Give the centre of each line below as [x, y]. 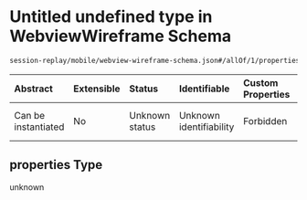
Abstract [33, 89]
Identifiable [204, 89]
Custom [261, 82]
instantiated [39, 127]
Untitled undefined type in [111, 17]
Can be [30, 115]
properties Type [56, 165]
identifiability [206, 127]
